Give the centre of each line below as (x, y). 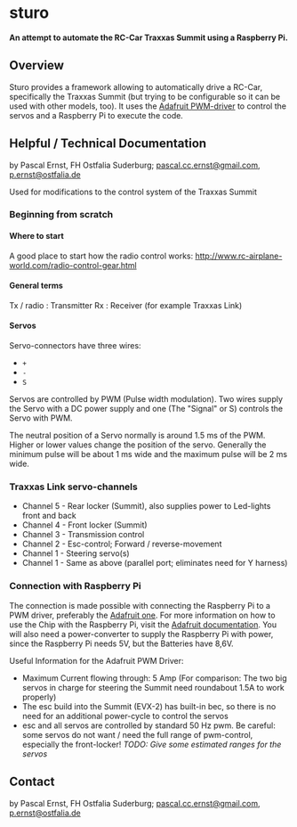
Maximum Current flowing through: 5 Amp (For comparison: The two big (154, 678)
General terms (36, 286)
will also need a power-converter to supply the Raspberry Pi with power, (141, 634)
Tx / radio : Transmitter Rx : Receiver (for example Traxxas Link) (126, 305)
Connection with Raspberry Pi (75, 586)
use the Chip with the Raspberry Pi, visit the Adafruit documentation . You (143, 624)
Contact (32, 782)
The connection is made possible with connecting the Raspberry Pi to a (140, 605)
